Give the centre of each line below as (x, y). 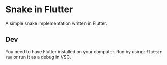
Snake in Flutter (39, 9)
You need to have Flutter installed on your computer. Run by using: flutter (84, 51)
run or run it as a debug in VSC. (38, 57)
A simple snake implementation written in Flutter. (57, 23)
